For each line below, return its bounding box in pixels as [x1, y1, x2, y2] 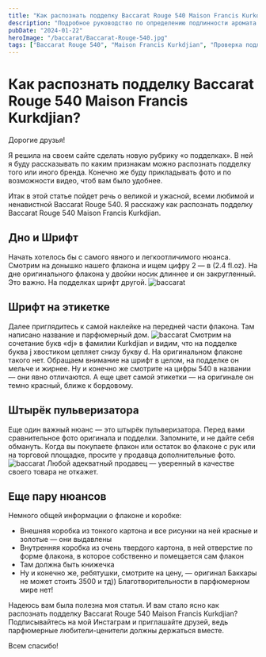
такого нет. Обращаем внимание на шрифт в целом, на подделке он [8, 355, 239, 365]
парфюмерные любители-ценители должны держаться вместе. [8, 626, 224, 636]
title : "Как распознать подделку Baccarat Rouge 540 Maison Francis [8, 11, 239, 20]
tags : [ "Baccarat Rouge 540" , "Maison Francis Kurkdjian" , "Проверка [8, 41, 243, 49]
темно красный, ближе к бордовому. [8, 380, 134, 390]
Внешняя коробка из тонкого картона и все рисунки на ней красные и [19, 526, 259, 536]
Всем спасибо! [8, 641, 59, 651]
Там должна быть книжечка [19, 560, 115, 570]
